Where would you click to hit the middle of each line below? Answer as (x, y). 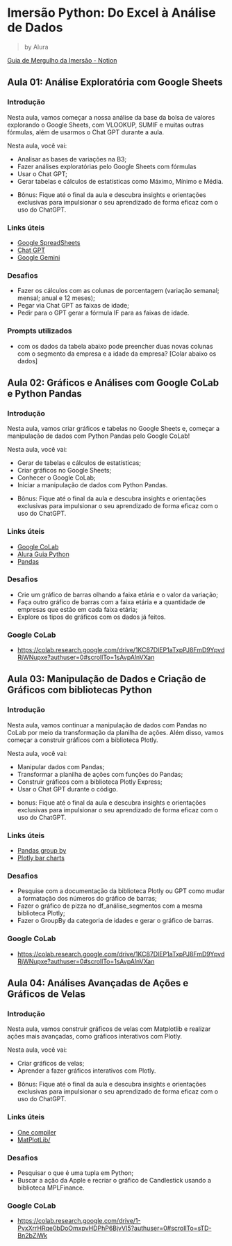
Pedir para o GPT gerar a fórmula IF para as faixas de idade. (103, 313)
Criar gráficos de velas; (51, 1064)
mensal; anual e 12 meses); (56, 298)
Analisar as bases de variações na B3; (72, 159)
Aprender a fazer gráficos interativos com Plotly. (86, 1071)
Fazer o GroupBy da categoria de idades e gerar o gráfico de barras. (115, 921)
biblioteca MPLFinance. (51, 1188)
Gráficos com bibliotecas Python (80, 690)
